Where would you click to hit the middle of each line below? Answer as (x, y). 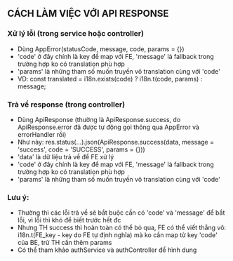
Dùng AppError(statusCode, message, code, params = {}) (101, 49)
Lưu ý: (18, 197)
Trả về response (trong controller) (66, 105)
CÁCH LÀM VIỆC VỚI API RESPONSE (88, 14)
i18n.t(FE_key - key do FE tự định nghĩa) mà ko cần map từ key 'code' (117, 235)
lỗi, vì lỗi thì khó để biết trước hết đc (69, 220)
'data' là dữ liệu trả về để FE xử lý (66, 156)
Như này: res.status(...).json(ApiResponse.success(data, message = (115, 142)
